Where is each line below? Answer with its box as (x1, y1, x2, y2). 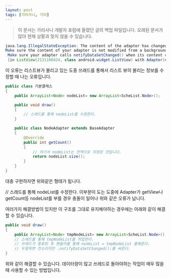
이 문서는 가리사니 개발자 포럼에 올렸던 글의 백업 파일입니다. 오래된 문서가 (17, 26, 163, 33)
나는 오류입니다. (20, 74, 52, 79)
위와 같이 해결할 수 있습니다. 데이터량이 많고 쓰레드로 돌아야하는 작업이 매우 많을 (5, 261, 164, 267)
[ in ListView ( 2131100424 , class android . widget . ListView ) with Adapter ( (7, 57, 165, 63)
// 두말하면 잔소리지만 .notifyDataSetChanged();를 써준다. (14, 246, 131, 252)
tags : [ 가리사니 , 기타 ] (5, 12, 49, 17)
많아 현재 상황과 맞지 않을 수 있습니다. (17, 33, 93, 39)
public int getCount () (23, 140, 72, 145)
